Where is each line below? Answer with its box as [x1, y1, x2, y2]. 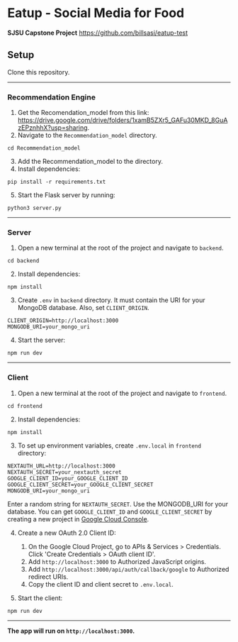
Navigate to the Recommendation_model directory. [17, 131, 157, 140]
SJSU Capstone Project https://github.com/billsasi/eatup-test [7, 28, 188, 37]
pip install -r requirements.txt [7, 179, 106, 186]
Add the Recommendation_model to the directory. [17, 157, 163, 166]
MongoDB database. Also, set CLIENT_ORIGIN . [17, 304, 150, 312]
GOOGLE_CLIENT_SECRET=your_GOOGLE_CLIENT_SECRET [7, 481, 154, 488]
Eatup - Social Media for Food [7, 5, 185, 21]
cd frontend [7, 402, 42, 409]
